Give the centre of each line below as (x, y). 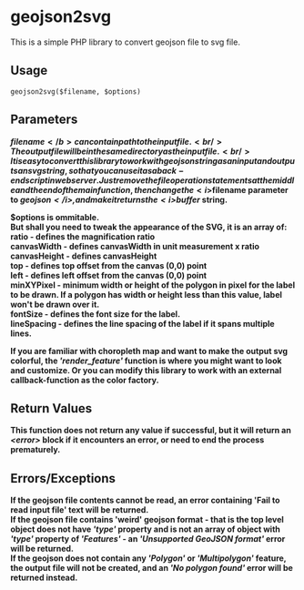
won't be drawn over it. (55, 304)
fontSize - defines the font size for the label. (96, 314)
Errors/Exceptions (63, 478)
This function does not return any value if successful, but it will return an (151, 431)
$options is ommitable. (55, 217)
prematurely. (35, 450)
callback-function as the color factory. (85, 380)
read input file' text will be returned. (80, 510)
